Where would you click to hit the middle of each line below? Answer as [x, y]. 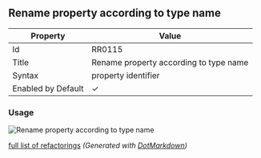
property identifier [126, 75]
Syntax [25, 75]
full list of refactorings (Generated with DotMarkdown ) [98, 146]
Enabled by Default [48, 88]
